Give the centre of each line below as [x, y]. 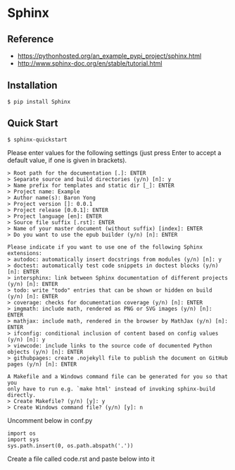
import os [22, 433]
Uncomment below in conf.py [50, 420]
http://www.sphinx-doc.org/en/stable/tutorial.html [90, 63]
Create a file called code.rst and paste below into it [81, 459]
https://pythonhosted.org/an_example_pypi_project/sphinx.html [109, 56]
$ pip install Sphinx [39, 101]
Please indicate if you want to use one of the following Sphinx [105, 247]
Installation [32, 86]
